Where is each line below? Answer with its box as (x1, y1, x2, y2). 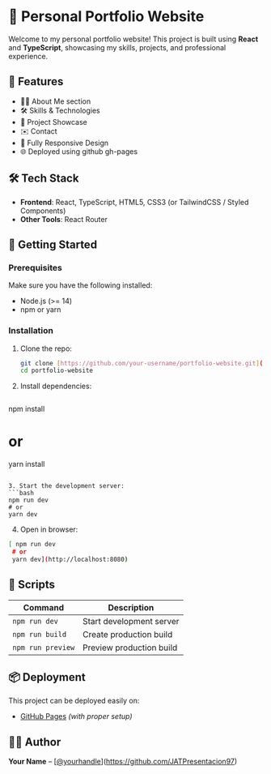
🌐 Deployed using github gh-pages (19, 146, 138, 156)
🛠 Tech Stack (8, 172, 79, 186)
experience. (8, 51, 49, 61)
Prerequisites (8, 262, 62, 273)
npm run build (12, 630, 67, 639)
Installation (8, 325, 54, 336)
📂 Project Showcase (19, 117, 87, 126)
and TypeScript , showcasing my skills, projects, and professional (8, 42, 227, 52)
